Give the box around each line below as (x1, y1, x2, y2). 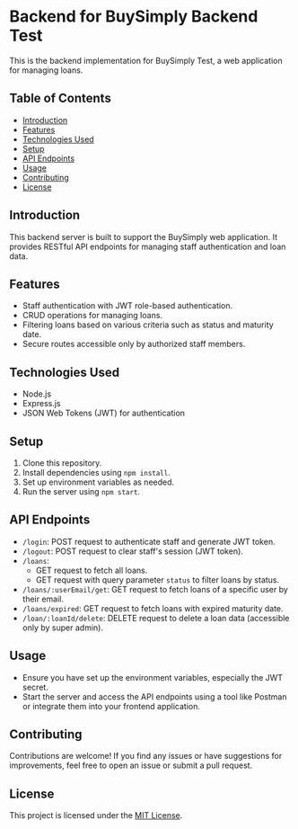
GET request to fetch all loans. (35, 565, 148, 575)
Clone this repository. (22, 458, 102, 468)
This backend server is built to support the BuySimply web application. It (9, 231, 278, 242)
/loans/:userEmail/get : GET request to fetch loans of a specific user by (22, 584, 289, 594)
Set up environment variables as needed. (22, 477, 175, 487)
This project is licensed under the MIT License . (9, 810, 183, 821)
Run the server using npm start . (22, 486, 141, 496)
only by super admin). (22, 622, 103, 633)
